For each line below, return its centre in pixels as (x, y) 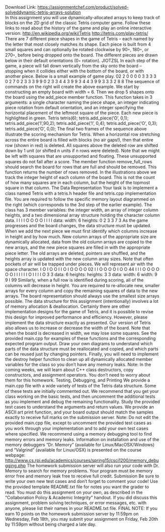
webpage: (15, 455)
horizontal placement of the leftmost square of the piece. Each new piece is (82, 113)
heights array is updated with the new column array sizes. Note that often (79, 259)
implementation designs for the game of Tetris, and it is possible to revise (79, 311)
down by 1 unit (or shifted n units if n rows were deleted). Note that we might (82, 150)
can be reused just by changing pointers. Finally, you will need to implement (82, 354)
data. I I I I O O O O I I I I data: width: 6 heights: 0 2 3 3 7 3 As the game (77, 220)
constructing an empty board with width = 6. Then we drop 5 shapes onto (80, 92)
